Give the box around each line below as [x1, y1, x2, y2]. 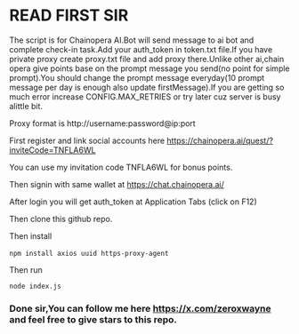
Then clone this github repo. [9, 213, 113, 224]
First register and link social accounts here [9, 135, 166, 146]
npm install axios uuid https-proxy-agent [9, 249, 169, 258]
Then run [9, 264, 43, 275]
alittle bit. [9, 100, 43, 111]
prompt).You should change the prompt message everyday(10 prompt [9, 72, 265, 83]
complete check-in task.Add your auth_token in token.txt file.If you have [9, 44, 273, 54]
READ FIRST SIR [9, 5, 129, 26]
